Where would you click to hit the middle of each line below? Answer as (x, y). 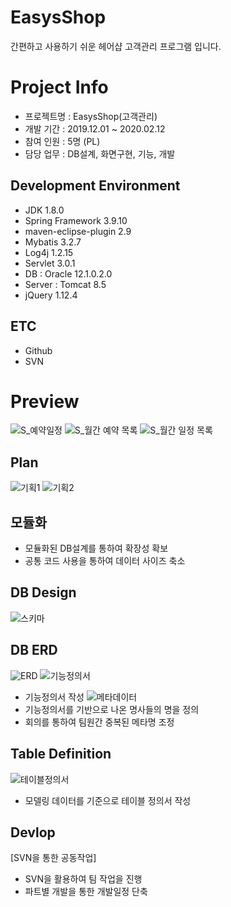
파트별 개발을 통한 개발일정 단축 (86, 892)
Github (38, 350)
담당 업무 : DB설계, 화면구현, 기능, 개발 (100, 153)
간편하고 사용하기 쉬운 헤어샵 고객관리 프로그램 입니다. (116, 46)
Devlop (33, 832)
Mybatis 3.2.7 (53, 242)
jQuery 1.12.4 (51, 295)
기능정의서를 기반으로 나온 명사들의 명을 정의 (112, 709)
